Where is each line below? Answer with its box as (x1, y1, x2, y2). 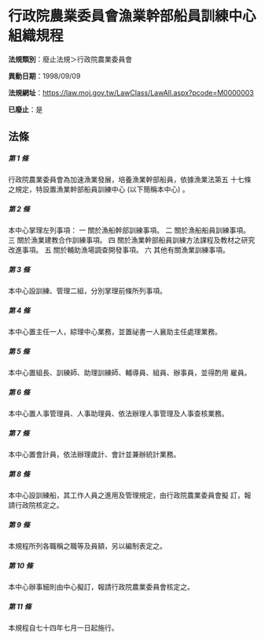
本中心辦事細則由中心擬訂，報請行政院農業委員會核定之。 (8, 582, 194, 592)
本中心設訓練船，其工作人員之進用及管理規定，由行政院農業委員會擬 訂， (8, 490, 245, 500)
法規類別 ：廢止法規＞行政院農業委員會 (8, 54, 132, 64)
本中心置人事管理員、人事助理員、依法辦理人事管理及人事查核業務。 (8, 409, 229, 419)
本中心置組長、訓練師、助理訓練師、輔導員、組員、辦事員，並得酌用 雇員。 (8, 368, 252, 378)
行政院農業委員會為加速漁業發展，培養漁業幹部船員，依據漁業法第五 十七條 (8, 175, 252, 184)
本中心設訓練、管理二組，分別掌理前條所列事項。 (8, 286, 167, 296)
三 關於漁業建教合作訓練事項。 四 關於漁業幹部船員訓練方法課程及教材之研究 (8, 236, 256, 245)
